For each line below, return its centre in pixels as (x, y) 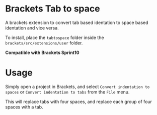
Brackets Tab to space (53, 9)
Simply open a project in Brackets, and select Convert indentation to (77, 86)
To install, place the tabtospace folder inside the (55, 37)
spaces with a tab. (24, 107)
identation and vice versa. (32, 27)
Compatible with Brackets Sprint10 (42, 52)
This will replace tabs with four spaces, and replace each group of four (79, 101)
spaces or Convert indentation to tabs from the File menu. (67, 92)
